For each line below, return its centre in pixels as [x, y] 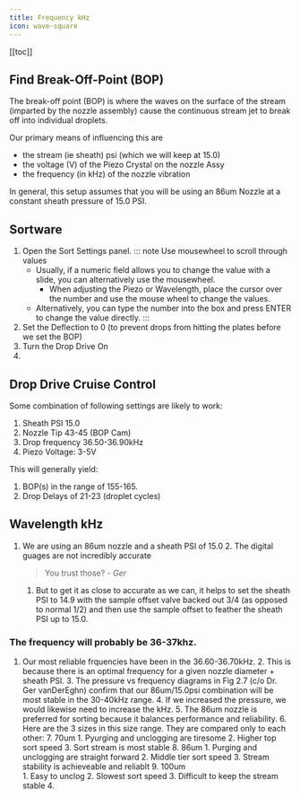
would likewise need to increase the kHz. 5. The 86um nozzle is [140, 709]
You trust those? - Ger [86, 573]
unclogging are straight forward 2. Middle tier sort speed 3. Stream [146, 757]
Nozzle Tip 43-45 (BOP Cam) [77, 433]
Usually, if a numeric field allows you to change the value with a [153, 270]
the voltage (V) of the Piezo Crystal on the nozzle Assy [124, 165]
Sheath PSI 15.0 [51, 423]
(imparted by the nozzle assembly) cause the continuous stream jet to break [150, 111]
